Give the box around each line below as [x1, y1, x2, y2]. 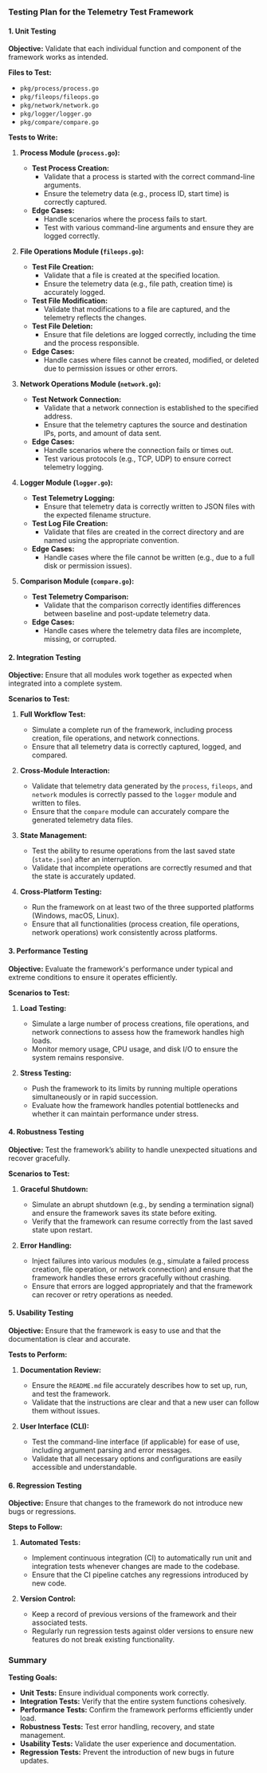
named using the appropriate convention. [43, 536, 179, 545]
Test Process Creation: [31, 163, 110, 173]
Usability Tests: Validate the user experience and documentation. [19, 1739, 237, 1748]
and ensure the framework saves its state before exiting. [31, 1208, 218, 1217]
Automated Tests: [19, 1538, 81, 1547]
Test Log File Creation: [31, 519, 108, 529]
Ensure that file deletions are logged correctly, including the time [43, 330, 257, 340]
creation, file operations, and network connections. [31, 733, 200, 743]
